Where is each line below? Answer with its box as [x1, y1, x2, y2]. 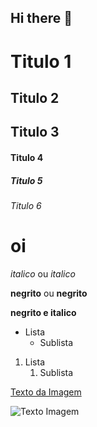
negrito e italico [10, 306, 77, 318]
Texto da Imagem [10, 386, 82, 398]
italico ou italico [10, 267, 76, 280]
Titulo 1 [10, 50, 72, 73]
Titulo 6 [10, 199, 42, 211]
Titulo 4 [10, 151, 44, 163]
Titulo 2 [10, 89, 60, 106]
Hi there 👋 [10, 10, 73, 27]
